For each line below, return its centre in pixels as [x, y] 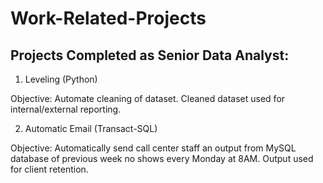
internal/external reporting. [66, 109]
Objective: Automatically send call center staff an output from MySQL [153, 148]
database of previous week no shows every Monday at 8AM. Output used [162, 158]
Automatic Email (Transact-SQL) [91, 128]
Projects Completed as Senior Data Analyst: [150, 55]
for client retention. [49, 169]
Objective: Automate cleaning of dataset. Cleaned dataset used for [148, 98]
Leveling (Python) [61, 79]
